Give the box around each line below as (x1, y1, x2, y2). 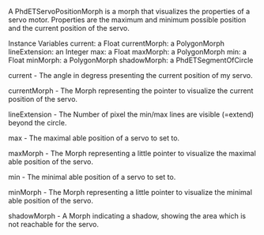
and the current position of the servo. (8, 24, 130, 32)
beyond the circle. (8, 118, 67, 127)
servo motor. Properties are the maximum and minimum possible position (8, 15, 247, 24)
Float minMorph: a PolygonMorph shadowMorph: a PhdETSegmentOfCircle (8, 55, 254, 65)
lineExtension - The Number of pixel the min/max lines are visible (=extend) (8, 110, 255, 119)
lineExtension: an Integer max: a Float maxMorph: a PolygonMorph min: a (8, 47, 247, 56)
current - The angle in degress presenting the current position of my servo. (8, 71, 253, 80)
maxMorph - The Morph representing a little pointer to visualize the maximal (8, 149, 257, 158)
